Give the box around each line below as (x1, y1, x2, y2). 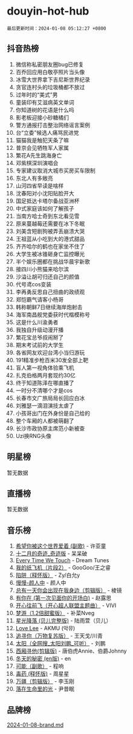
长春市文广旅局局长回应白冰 (15, 394, 85, 402)
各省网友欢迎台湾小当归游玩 (15, 349, 85, 356)
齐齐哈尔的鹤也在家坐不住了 (15, 243, 85, 250)
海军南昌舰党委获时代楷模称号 (15, 311, 90, 318)
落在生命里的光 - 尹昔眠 (15, 685, 75, 693)
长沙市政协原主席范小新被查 (15, 425, 85, 432)
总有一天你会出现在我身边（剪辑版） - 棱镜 (15, 587, 123, 594)
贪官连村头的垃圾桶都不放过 (15, 83, 85, 90)
